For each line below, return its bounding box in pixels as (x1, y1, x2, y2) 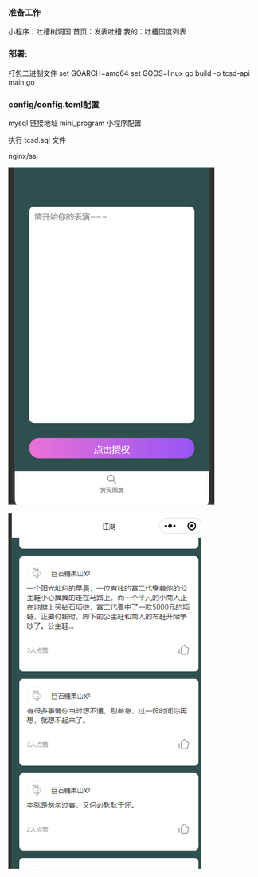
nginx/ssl (8, 151, 38, 160)
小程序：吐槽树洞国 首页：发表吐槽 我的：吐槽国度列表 (8, 26, 187, 37)
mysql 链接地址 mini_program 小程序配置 (8, 118, 142, 128)
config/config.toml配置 (8, 98, 100, 109)
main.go (8, 77, 35, 87)
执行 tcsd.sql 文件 (8, 135, 66, 144)
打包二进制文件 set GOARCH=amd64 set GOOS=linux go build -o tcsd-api (8, 68, 251, 77)
